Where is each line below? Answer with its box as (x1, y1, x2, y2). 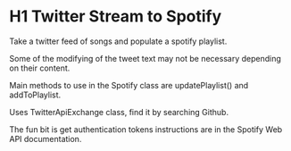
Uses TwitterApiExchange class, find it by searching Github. (9, 106, 229, 117)
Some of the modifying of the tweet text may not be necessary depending (9, 53, 281, 63)
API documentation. (9, 133, 82, 144)
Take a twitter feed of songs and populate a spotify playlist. (9, 36, 228, 46)
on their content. (9, 63, 71, 73)
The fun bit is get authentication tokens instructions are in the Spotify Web (9, 123, 283, 135)
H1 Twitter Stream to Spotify (9, 6, 222, 27)
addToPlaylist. (9, 89, 62, 100)
